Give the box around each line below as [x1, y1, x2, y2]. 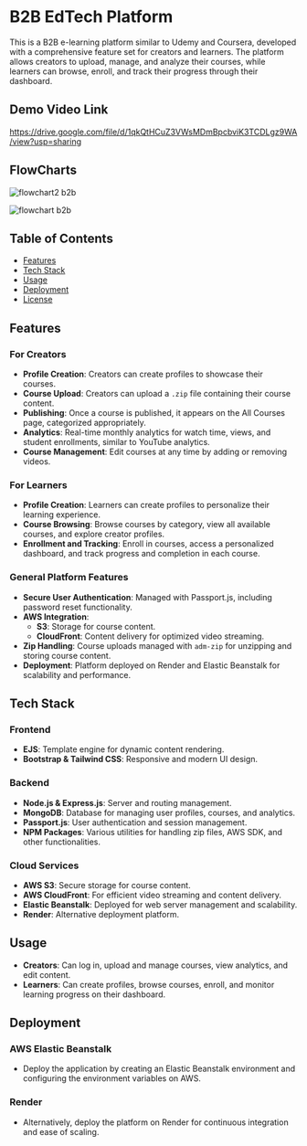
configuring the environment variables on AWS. [22, 1073, 201, 1084]
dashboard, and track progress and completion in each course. [22, 548, 260, 559]
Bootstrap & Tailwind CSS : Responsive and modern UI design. [22, 754, 259, 765]
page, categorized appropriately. [22, 418, 146, 429]
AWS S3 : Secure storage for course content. [22, 879, 191, 890]
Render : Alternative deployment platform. [22, 908, 180, 919]
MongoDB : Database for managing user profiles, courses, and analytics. [22, 807, 295, 818]
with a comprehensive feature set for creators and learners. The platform [9, 46, 285, 57]
